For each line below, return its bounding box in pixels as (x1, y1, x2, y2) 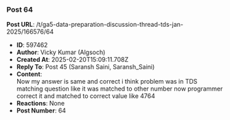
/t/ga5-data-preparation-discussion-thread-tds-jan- (36, 21, 183, 29)
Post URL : (6, 21, 35, 29)
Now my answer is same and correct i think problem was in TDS (16, 77, 198, 86)
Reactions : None (16, 99, 65, 108)
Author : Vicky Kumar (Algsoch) (16, 48, 106, 56)
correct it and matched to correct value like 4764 (16, 92, 155, 100)
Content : (16, 70, 43, 78)
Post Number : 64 (16, 106, 67, 115)
